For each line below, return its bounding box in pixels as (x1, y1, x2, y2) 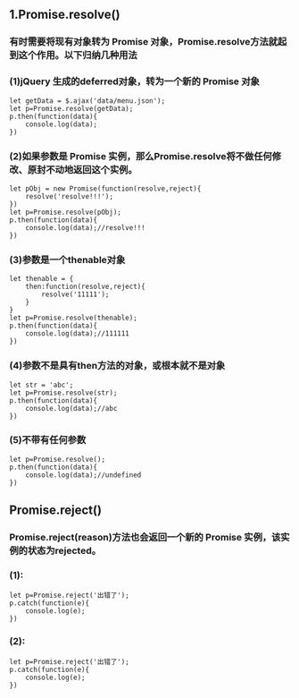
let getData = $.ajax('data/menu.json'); (9, 96, 166, 106)
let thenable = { (9, 275, 74, 284)
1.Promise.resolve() (9, 7, 120, 22)
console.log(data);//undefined (25, 470, 142, 480)
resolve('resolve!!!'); (25, 192, 114, 200)
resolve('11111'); (41, 290, 110, 299)
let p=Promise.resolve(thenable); (9, 313, 138, 323)
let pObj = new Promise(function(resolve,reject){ (9, 183, 202, 193)
